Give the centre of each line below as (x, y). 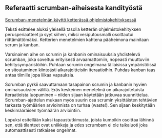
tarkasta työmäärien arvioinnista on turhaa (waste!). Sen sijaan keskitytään (80, 105)
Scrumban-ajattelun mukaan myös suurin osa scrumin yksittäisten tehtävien (81, 100)
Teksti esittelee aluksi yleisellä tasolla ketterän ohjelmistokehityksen (73, 29)
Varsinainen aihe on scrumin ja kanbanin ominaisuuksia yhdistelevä (73, 54)
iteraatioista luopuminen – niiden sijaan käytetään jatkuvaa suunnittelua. (77, 95)
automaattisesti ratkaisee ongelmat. (41, 130)
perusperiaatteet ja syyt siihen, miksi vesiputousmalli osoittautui (69, 34)
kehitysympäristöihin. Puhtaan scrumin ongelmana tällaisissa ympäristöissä (81, 64)
